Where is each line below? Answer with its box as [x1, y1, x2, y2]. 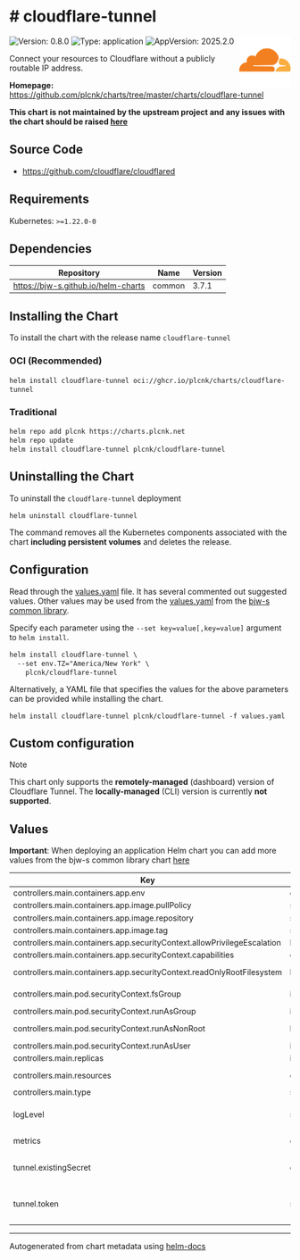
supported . [9, 796, 52, 806]
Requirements [9, 192, 89, 207]
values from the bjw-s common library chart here [9, 855, 190, 865]
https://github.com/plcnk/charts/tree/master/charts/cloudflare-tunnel [9, 89, 264, 100]
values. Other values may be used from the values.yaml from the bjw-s [9, 596, 271, 606]
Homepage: [9, 79, 54, 90]
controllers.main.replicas [12, 1052, 104, 1064]
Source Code [9, 142, 83, 157]
